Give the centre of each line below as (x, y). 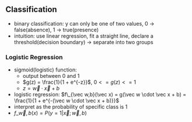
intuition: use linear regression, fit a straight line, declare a (84, 36)
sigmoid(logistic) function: (45, 70)
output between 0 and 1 (51, 76)
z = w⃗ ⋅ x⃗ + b (41, 88)
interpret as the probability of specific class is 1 (71, 107)
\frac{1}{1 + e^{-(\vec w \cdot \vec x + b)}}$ (67, 101)
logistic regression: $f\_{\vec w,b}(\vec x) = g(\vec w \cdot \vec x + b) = (100, 95)
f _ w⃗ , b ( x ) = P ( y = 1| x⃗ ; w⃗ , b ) (50, 113)
